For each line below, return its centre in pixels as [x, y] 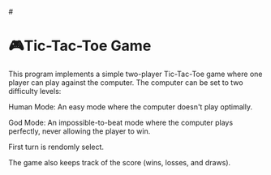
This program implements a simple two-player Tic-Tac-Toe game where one [135, 74]
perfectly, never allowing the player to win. [80, 131]
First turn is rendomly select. [56, 147]
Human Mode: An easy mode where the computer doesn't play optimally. [131, 107]
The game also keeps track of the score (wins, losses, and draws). [120, 162]
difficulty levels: [35, 91]
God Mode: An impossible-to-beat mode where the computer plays [121, 122]
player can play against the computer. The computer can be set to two [126, 82]
